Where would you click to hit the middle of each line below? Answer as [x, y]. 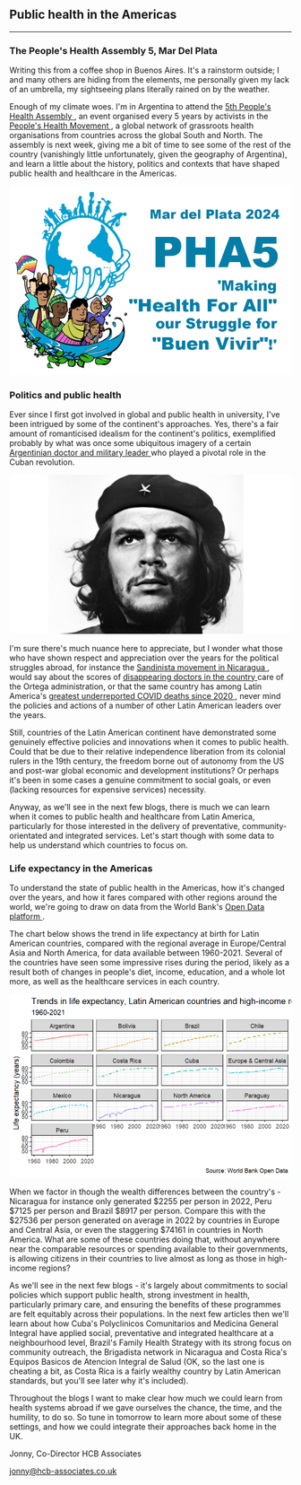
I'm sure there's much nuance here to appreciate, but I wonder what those [146, 648]
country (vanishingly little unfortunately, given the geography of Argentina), [149, 154]
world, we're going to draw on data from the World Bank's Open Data [137, 906]
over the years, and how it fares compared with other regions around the [143, 897]
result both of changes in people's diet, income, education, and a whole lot [147, 972]
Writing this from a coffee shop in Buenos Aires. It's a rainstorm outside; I [144, 70]
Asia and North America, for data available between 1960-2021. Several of [146, 952]
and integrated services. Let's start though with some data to [162, 835]
